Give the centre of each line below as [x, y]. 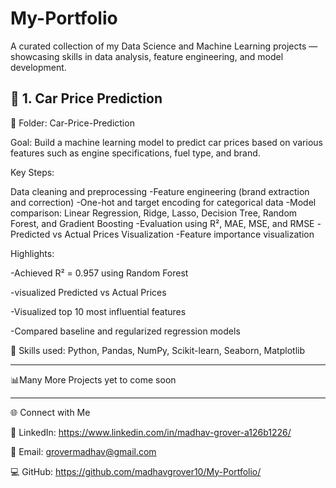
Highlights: [32, 253]
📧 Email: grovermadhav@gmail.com [83, 451]
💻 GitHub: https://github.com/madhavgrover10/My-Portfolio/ [136, 471]
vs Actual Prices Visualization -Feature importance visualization [183, 234]
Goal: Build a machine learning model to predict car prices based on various [166, 142]
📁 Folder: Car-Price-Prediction [72, 123]
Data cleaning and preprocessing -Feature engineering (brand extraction [160, 191]
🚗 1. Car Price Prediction [86, 98]
